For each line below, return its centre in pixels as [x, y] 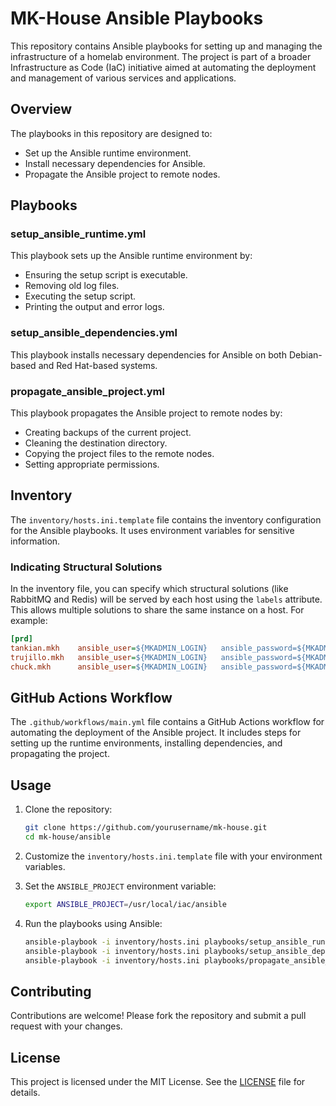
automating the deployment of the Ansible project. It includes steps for [156, 733]
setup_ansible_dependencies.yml [94, 333]
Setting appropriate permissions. [92, 464]
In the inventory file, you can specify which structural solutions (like [149, 589]
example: [29, 621]
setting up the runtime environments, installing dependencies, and [146, 743]
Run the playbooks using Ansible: [93, 923]
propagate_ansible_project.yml [87, 391]
